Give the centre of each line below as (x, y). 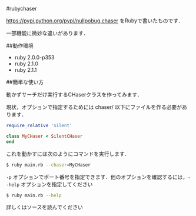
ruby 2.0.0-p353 (34, 57)
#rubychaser (21, 9)
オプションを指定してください (57, 184)
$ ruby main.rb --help (34, 195)
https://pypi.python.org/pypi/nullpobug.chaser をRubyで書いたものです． (95, 21)
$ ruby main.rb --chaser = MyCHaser (49, 165)
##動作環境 (20, 46)
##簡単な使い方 (25, 82)
